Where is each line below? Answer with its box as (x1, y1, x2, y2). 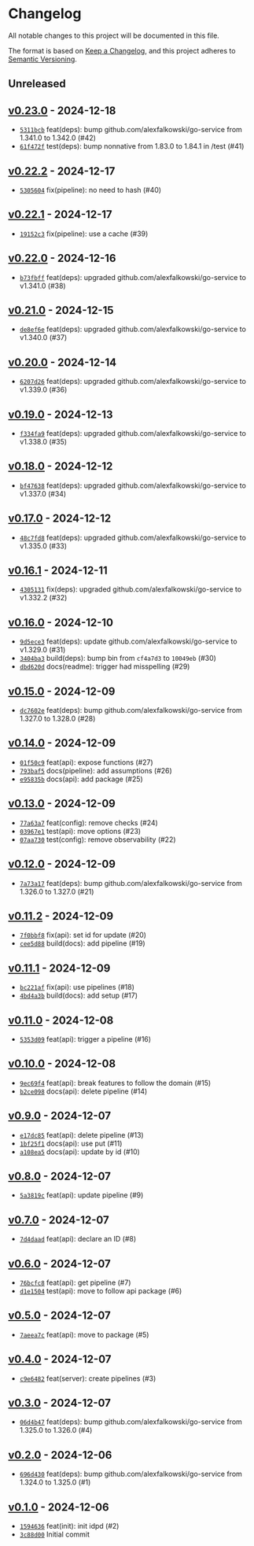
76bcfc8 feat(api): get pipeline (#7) (19, 1278, 131, 1287)
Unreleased (8, 77, 67, 90)
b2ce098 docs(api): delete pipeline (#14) (19, 1087, 148, 1096)
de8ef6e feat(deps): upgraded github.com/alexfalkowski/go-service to (19, 324, 246, 334)
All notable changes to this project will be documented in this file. (8, 31, 220, 40)
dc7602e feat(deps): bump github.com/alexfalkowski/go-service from (19, 706, 242, 715)
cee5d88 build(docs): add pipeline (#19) (19, 939, 145, 948)
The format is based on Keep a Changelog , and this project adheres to (8, 46, 236, 55)
